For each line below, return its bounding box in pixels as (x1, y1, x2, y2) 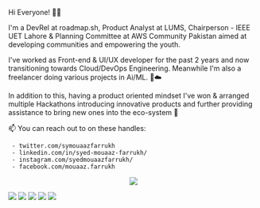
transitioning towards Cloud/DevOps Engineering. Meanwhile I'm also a (8, 64, 242, 73)
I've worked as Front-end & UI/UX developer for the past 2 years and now (8, 56, 250, 64)
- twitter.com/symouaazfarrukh (11, 142, 115, 150)
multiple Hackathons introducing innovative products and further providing (8, 99, 253, 109)
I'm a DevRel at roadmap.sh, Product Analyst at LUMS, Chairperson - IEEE (8, 23, 250, 32)
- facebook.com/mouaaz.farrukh (11, 163, 115, 171)
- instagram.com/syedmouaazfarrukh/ (11, 156, 134, 164)
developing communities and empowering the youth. (8, 40, 180, 49)
